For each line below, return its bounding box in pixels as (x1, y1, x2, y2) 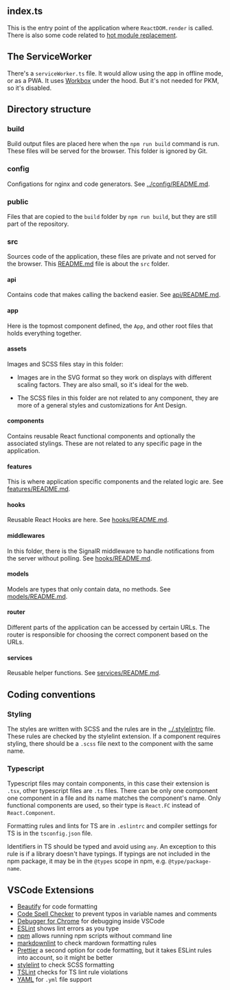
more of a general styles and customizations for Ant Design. (16, 401, 187, 409)
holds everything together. (7, 329, 82, 337)
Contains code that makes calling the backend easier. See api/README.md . (7, 291, 221, 299)
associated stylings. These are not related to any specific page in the (7, 439, 203, 448)
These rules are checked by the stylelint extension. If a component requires (7, 732, 221, 740)
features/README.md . (7, 485, 71, 493)
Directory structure (7, 104, 91, 115)
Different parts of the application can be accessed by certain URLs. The (7, 624, 211, 632)
